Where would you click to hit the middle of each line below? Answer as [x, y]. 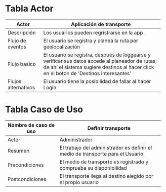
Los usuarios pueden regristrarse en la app [93, 33]
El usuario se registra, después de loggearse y [97, 55]
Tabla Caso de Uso [44, 110]
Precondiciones [26, 165]
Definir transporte [109, 128]
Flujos [15, 81]
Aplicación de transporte [101, 24]
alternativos [21, 87]
